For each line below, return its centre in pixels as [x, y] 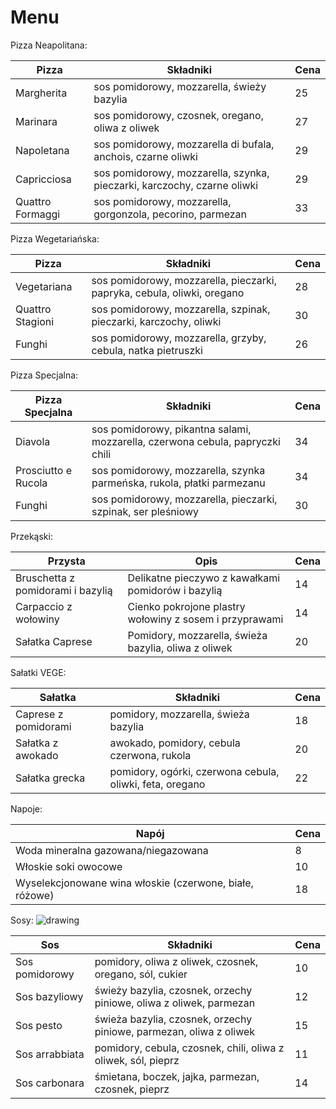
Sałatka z [37, 743]
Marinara [36, 121]
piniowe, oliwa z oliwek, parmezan [175, 1003]
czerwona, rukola [150, 755]
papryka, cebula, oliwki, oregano [168, 293]
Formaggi [38, 214]
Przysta [66, 561]
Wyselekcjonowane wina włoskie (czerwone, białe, [134, 883]
